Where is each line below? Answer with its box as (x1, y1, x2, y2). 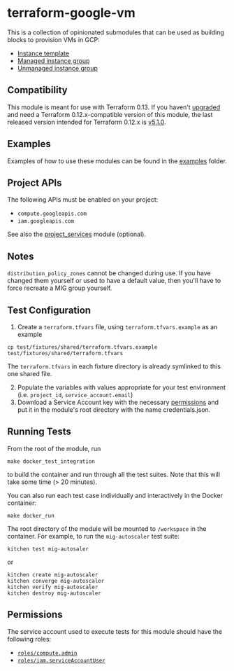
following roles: (7, 635, 52, 643)
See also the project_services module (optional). (7, 230, 147, 239)
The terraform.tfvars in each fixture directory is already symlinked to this (7, 362, 221, 371)
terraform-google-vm (7, 5, 136, 21)
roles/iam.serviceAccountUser (17, 657, 106, 664)
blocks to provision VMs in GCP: (7, 35, 100, 43)
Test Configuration (7, 304, 92, 316)
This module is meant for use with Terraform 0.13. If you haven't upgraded (7, 103, 221, 111)
